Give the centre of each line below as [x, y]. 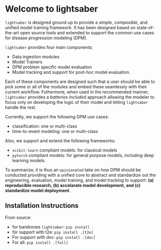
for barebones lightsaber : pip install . [53, 227]
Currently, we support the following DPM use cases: [57, 117]
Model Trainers [27, 62]
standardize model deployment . [38, 190]
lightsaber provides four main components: [49, 47]
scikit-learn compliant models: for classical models [64, 150]
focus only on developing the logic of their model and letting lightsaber [77, 102]
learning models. [29, 160]
